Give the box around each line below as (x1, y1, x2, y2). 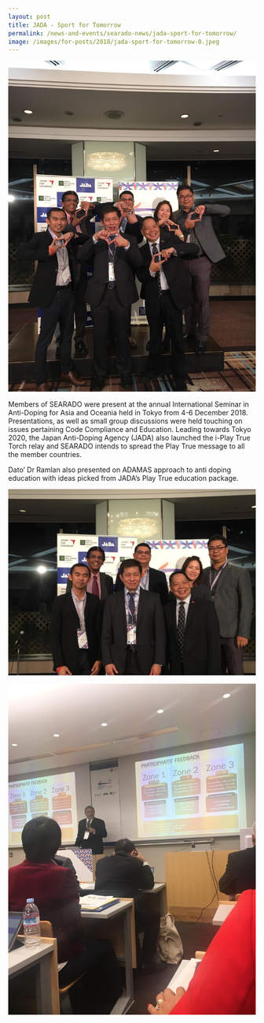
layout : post (8, 13, 51, 20)
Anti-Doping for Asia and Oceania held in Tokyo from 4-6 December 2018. (8, 408, 249, 418)
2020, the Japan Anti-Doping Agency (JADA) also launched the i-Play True (8, 433, 251, 443)
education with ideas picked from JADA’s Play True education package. (8, 474, 239, 483)
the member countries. (8, 450, 82, 459)
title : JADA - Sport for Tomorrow (8, 20, 122, 29)
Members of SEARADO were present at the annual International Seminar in (8, 400, 250, 409)
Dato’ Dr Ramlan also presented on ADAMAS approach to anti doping (8, 465, 232, 474)
